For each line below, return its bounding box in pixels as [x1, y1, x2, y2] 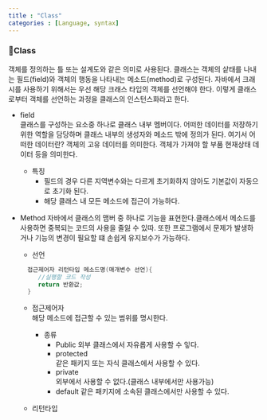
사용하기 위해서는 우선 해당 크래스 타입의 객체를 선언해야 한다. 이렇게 [22, 84, 236, 94]
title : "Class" [8, 11, 62, 20]
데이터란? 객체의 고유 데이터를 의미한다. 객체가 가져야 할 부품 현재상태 [34, 139, 251, 149]
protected [55, 349, 88, 359]
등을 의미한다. [34, 149, 78, 159]
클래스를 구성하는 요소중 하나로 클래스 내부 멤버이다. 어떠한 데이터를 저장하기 [19, 119, 259, 129]
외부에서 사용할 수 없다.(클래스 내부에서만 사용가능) [55, 377, 214, 387]
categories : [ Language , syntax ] [8, 19, 120, 27]
